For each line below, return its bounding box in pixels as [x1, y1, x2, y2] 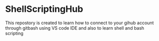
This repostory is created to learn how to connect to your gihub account [5, 20, 154, 26]
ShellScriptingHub [5, 3, 84, 15]
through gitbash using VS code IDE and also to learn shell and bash [5, 25, 144, 31]
